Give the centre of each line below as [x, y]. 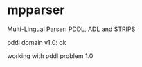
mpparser [36, 10]
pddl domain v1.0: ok [37, 42]
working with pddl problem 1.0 [50, 56]
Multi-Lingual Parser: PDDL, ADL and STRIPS [71, 29]
